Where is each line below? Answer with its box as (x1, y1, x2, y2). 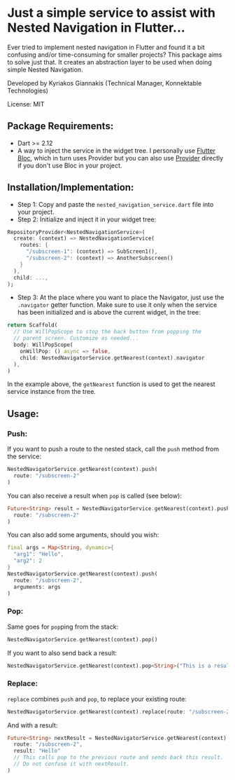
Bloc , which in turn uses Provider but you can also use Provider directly (17, 153, 224, 162)
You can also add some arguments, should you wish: (7, 531, 159, 539)
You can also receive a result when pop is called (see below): (7, 491, 182, 500)
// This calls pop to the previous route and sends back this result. (13, 754, 224, 761)
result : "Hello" (13, 748, 61, 755)
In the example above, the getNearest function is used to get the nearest (7, 380, 215, 388)
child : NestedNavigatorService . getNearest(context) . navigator (20, 354, 205, 362)
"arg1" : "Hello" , (13, 551, 64, 558)
